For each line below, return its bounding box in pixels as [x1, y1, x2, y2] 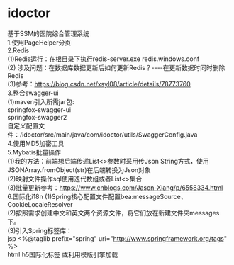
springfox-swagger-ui [7, 105, 72, 114]
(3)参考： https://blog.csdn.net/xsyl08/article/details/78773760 [7, 79, 191, 88]
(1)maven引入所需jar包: [7, 97, 74, 106]
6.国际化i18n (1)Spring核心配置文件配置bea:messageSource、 [7, 192, 187, 201]
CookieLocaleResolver [7, 200, 73, 208]
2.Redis [7, 46, 30, 55]
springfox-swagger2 [7, 113, 67, 121]
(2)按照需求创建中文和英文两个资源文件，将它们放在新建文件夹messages [7, 208, 220, 217]
